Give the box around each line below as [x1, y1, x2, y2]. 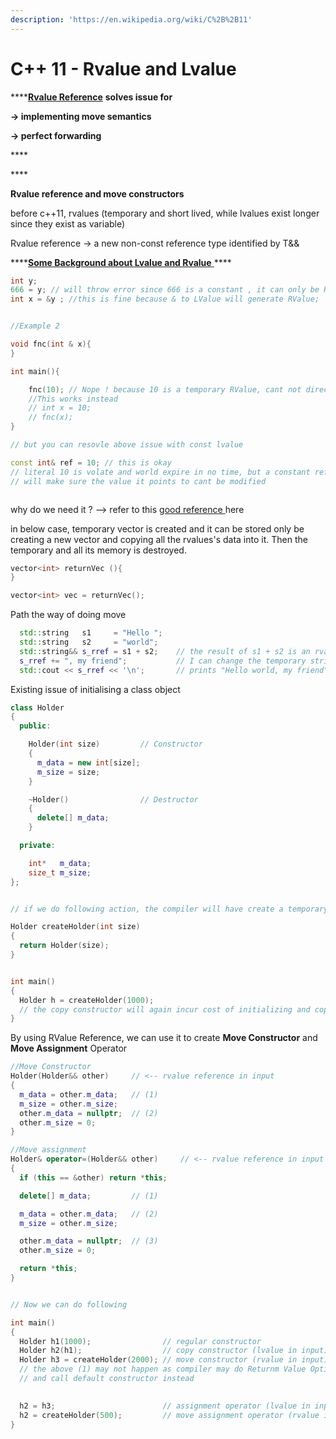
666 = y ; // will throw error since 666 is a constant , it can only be [10, 285, 320, 295]
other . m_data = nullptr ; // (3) [19, 1236, 159, 1246]
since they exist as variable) [10, 217, 126, 230]
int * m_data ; [28, 858, 92, 868]
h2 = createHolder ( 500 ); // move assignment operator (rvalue [19, 1410, 320, 1420]
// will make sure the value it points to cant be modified [10, 476, 267, 486]
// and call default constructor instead [19, 1374, 195, 1384]
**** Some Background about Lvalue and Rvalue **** [10, 256, 232, 268]
